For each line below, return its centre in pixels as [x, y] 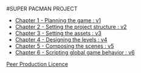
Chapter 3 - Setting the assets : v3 [58, 33]
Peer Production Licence [37, 64]
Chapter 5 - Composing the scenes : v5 [64, 46]
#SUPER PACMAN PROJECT [42, 9]
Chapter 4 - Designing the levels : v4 [61, 40]
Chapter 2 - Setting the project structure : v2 [71, 27]
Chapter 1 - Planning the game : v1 [58, 20]
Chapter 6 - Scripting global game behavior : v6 [75, 52]
